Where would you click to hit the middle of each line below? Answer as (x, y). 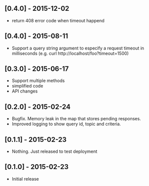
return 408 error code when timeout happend (58, 20)
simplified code (27, 86)
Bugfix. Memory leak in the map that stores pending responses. (76, 119)
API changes (25, 91)
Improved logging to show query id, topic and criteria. (66, 124)
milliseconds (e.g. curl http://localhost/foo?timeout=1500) (70, 53)
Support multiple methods (38, 81)
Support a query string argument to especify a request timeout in (78, 48)
